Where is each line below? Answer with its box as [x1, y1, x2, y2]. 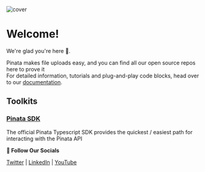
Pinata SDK [6, 115, 41, 123]
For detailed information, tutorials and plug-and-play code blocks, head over [6, 72, 199, 79]
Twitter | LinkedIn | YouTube [6, 159, 77, 166]
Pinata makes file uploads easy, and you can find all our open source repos [6, 59, 196, 66]
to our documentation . [6, 78, 62, 85]
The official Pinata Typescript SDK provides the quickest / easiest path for [6, 128, 193, 135]
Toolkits [6, 96, 38, 107]
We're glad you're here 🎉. [6, 47, 71, 54]
